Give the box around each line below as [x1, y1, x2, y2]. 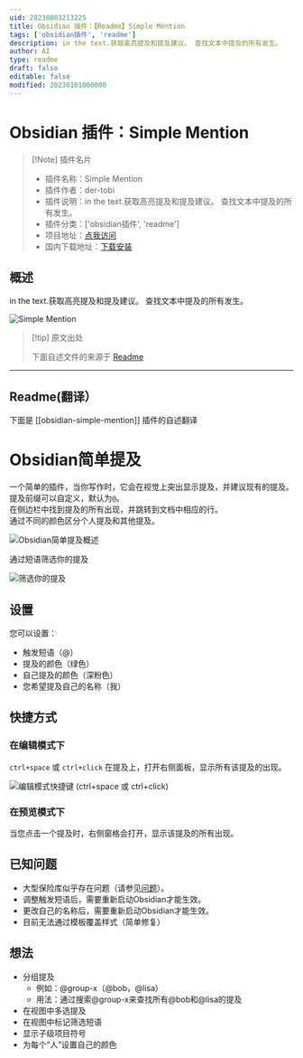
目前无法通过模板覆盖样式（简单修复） [22, 916, 165, 927]
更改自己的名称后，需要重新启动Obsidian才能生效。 [22, 905, 214, 916]
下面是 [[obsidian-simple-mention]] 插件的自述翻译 [9, 415, 198, 426]
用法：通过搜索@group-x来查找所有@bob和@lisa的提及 [35, 994, 243, 1005]
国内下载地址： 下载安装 [44, 241, 133, 251]
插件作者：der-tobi [44, 184, 115, 195]
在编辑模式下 [9, 739, 66, 751]
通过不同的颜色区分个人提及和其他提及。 [9, 515, 160, 526]
